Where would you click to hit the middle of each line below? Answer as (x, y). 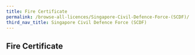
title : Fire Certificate (37, 11)
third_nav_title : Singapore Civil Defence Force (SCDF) (76, 22)
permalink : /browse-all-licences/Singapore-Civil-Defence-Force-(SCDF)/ (98, 17)
